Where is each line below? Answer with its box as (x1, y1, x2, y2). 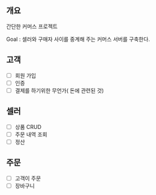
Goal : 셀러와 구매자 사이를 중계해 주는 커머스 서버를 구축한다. (6, 35, 150, 43)
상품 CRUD (14, 123, 42, 130)
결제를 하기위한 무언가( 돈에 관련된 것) (14, 86, 104, 94)
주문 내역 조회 (14, 131, 47, 138)
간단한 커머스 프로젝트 (6, 23, 58, 30)
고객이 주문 (14, 175, 41, 182)
